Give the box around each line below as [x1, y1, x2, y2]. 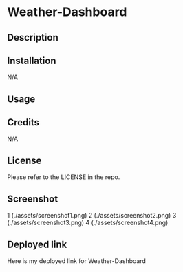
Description [7, 32, 58, 43]
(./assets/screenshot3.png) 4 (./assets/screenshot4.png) [7, 218, 169, 227]
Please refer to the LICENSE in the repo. [7, 173, 120, 181]
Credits [7, 116, 40, 128]
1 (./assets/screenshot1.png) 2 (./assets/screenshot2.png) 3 [7, 211, 177, 220]
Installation [7, 54, 56, 66]
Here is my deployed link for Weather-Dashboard [7, 257, 147, 265]
